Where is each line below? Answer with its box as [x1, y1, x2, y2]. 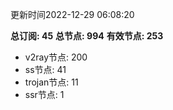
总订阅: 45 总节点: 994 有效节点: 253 [10, 30, 164, 42]
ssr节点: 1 [24, 89, 65, 100]
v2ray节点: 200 [24, 51, 88, 63]
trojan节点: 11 [24, 76, 79, 88]
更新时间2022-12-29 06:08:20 [10, 9, 135, 20]
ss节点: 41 [24, 64, 67, 75]
